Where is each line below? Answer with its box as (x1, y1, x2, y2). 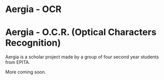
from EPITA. (5, 59, 31, 65)
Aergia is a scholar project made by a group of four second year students (5, 54, 159, 60)
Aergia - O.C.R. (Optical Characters (5, 27, 157, 38)
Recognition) (5, 37, 61, 49)
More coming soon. (5, 69, 46, 75)
